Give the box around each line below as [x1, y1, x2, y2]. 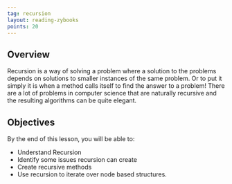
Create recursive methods [17, 163, 92, 171]
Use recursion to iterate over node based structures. [17, 170, 168, 178]
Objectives [7, 116, 55, 128]
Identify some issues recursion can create [17, 156, 137, 163]
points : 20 [7, 23, 39, 30]
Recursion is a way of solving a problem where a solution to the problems [7, 67, 217, 75]
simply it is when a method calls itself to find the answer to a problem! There [7, 82, 225, 90]
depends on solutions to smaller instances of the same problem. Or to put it [7, 74, 222, 83]
